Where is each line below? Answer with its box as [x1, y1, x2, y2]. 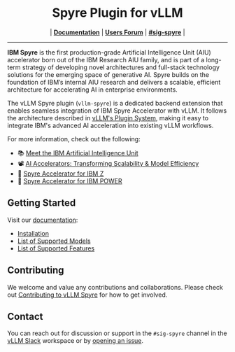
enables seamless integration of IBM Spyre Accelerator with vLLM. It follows [7, 106, 227, 115]
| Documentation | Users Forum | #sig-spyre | [50, 28, 185, 36]
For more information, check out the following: [7, 134, 141, 143]
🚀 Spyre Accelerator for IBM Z [17, 169, 104, 178]
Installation [17, 229, 50, 237]
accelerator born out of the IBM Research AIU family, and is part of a [7, 55, 205, 64]
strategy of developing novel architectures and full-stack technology [22, 63, 220, 71]
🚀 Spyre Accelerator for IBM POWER [17, 176, 122, 185]
